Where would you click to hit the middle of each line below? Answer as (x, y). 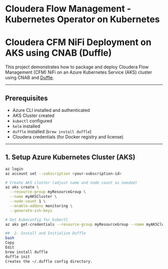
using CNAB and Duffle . (29, 78)
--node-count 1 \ (28, 201)
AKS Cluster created (33, 115)
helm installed (26, 126)
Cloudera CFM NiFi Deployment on (78, 42)
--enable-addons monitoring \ (41, 206)
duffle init (17, 256)
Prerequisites (26, 98)
